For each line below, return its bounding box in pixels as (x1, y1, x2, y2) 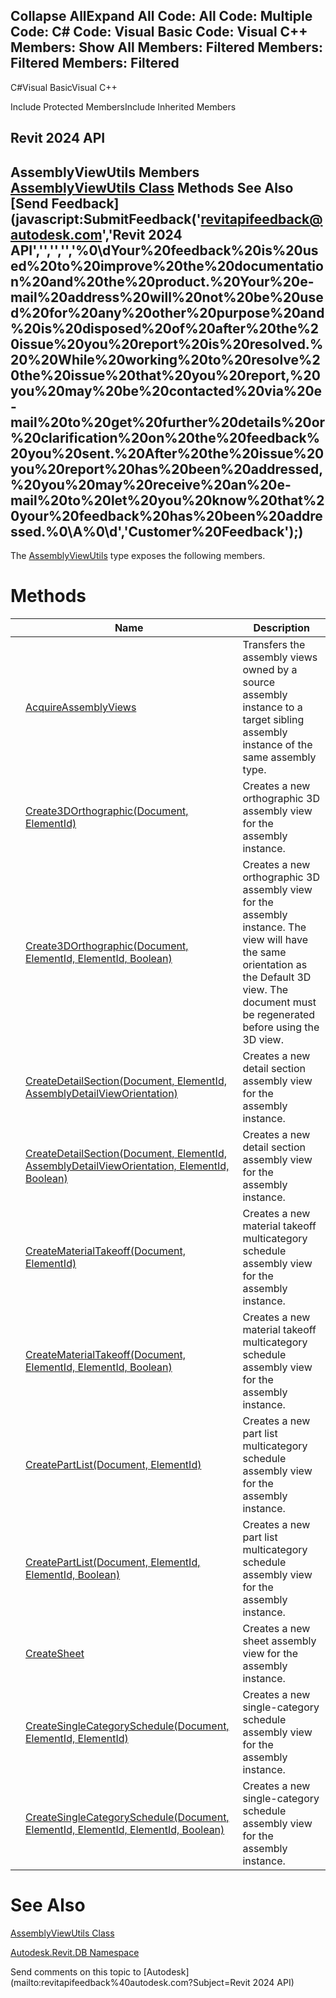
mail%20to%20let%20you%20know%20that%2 (10, 492, 325, 509)
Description (253, 620, 310, 634)
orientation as (242, 957, 308, 971)
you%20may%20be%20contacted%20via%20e (10, 382, 323, 399)
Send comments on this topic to (10, 1965, 142, 1978)
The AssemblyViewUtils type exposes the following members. (10, 550, 266, 562)
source (242, 675, 276, 689)
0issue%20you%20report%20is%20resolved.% (10, 335, 324, 353)
